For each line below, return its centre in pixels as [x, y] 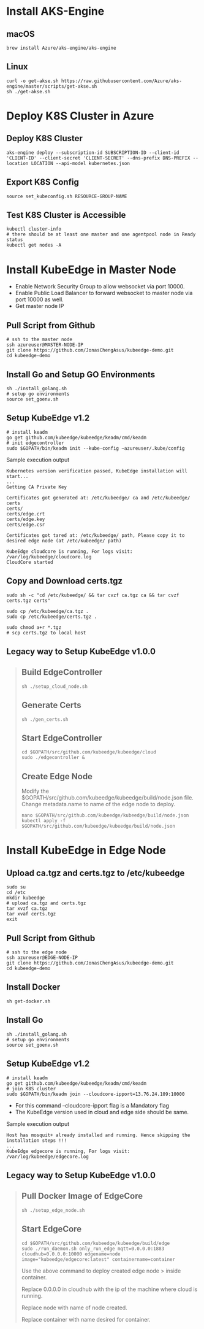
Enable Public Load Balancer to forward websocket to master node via [104, 293]
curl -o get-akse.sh [33, 81]
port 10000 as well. [40, 299]
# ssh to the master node [39, 340]
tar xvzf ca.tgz [27, 909]
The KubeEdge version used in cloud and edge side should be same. [102, 1112]
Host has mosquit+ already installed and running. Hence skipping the [98, 1135]
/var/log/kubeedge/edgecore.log [47, 1157]
